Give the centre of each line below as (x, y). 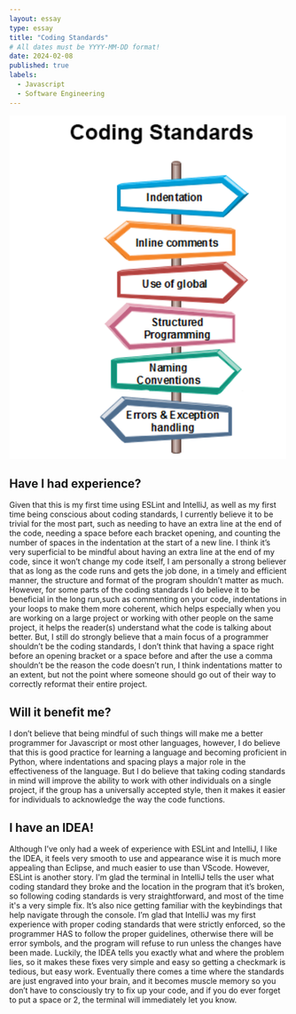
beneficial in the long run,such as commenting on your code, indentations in (148, 599)
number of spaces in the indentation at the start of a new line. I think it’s (140, 543)
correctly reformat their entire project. (78, 685)
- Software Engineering (61, 93)
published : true (39, 66)
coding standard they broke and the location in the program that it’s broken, (147, 887)
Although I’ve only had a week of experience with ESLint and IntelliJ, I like (143, 849)
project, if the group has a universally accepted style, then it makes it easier (148, 790)
